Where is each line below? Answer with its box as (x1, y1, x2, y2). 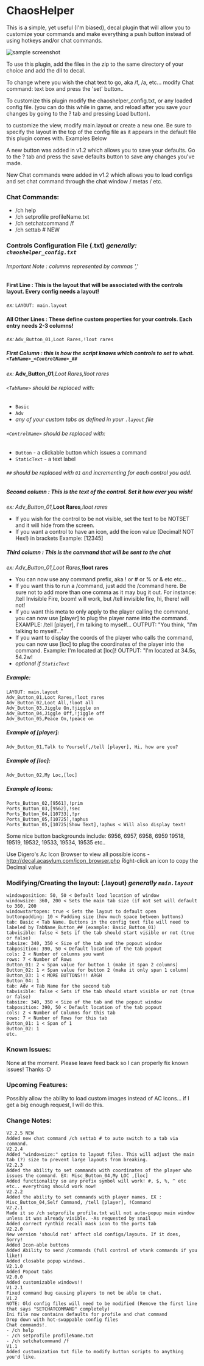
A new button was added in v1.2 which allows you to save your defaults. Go (6, 146, 195, 154)
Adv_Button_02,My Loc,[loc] (6, 772, 78, 778)
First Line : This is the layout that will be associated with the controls (6, 281, 183, 289)
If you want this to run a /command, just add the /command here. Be (15, 582, 187, 590)
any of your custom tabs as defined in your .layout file (15, 416, 154, 423)
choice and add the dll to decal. (6, 66, 85, 74)
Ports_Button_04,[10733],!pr (6, 811, 80, 817)
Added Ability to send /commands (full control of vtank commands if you (6, 1247, 198, 1254)
